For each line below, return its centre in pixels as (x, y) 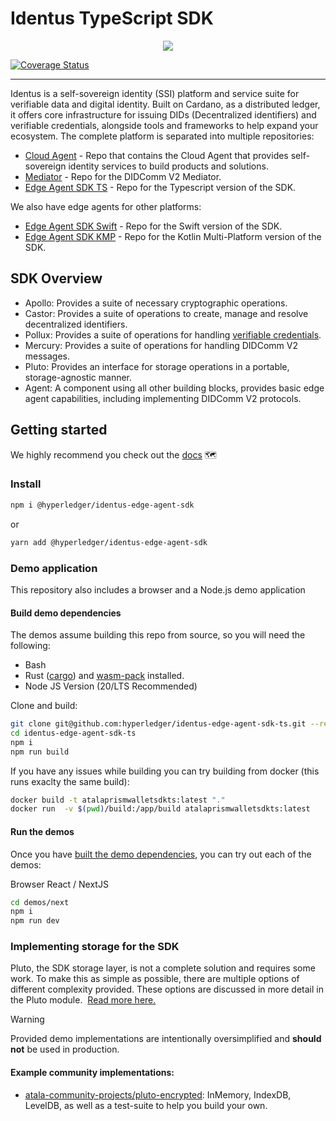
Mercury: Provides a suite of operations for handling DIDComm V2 (161, 345)
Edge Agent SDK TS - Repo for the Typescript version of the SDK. (160, 187)
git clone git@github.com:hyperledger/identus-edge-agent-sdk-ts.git (158, 724)
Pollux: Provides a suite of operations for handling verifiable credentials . (173, 334)
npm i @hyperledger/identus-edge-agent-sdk (102, 505)
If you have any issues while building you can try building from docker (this (165, 771)
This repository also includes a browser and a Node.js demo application (158, 589)
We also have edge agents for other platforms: (106, 206)
